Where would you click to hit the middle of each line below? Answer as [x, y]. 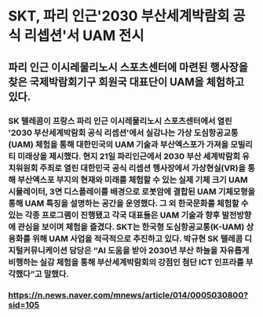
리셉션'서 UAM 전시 [84, 36]
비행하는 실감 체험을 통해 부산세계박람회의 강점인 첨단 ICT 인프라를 [126, 262]
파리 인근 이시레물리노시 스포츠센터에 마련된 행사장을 [128, 67]
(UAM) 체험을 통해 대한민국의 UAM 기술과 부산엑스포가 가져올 [119, 144]
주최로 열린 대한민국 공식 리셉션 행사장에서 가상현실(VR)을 [142, 168]
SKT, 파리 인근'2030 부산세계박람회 [119, 16]
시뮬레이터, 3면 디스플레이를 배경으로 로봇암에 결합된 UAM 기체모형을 [132, 191]
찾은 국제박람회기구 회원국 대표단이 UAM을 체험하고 [126, 82]
